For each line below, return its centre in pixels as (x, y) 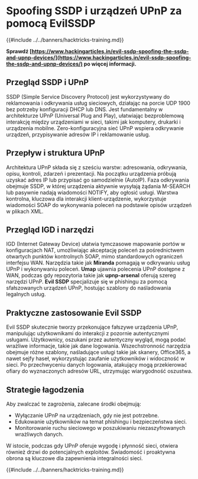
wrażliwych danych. (39, 434)
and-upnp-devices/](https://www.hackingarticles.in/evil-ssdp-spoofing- (99, 57)
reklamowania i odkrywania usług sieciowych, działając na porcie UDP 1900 (98, 103)
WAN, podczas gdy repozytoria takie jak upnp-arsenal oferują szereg (91, 276)
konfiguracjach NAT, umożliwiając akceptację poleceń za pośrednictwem (95, 250)
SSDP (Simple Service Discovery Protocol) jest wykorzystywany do (88, 96)
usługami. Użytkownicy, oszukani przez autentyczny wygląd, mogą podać (96, 340)
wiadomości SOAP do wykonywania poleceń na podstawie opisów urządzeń (99, 205)
